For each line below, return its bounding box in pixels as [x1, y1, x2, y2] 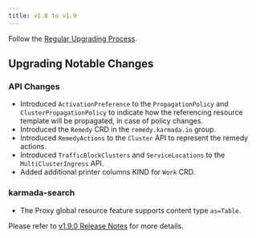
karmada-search [8, 188, 75, 199]
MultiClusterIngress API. [19, 159, 104, 168]
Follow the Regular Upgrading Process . [8, 34, 138, 43]
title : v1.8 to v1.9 [8, 11, 78, 20]
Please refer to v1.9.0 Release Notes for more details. [8, 221, 184, 231]
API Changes [8, 81, 60, 92]
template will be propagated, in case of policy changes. [19, 116, 203, 126]
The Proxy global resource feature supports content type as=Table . [19, 205, 242, 215]
